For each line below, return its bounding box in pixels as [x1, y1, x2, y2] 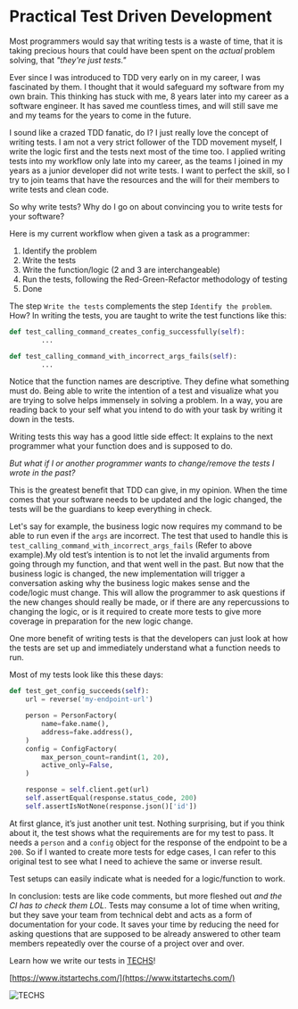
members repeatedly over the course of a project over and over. [9, 938, 245, 948]
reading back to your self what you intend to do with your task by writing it [9, 404, 283, 416]
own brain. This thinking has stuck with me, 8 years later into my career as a [9, 91, 289, 102]
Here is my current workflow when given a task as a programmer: [9, 227, 250, 238]
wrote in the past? [9, 467, 76, 478]
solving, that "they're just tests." [9, 54, 127, 65]
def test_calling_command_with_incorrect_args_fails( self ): [9, 351, 238, 360]
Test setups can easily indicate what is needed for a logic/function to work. [9, 873, 286, 884]
